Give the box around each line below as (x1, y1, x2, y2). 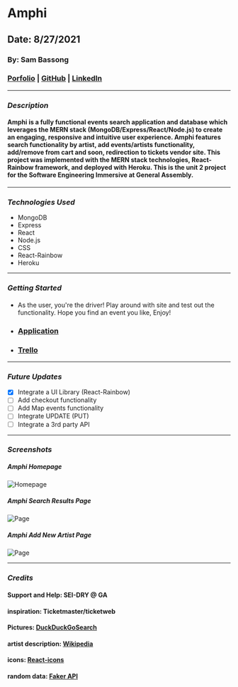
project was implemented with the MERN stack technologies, (7, 156, 191, 164)
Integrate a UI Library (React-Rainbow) (17, 388, 131, 396)
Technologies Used (7, 197, 76, 207)
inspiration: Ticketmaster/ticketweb (7, 607, 115, 615)
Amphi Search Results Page (7, 497, 91, 505)
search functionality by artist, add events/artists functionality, (7, 141, 195, 149)
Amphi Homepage (7, 462, 62, 471)
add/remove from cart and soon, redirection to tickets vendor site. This (7, 148, 221, 157)
